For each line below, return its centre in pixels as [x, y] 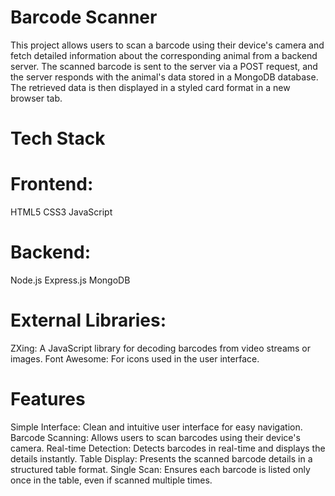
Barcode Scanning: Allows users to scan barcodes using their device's [155, 437]
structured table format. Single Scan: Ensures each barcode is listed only [160, 469]
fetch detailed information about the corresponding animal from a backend [164, 55]
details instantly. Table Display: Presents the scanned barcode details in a [161, 458]
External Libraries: [88, 320]
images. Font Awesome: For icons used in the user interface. [135, 358]
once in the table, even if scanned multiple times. [111, 480]
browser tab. [36, 98]
